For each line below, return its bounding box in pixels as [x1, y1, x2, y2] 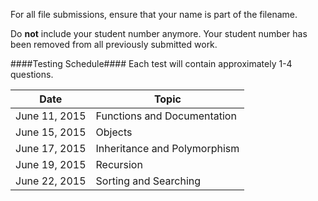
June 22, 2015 [15, 174, 87, 188]
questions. [10, 69, 54, 80]
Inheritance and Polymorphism [95, 142, 240, 155]
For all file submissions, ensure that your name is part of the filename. [10, 9, 298, 20]
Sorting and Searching [95, 174, 202, 188]
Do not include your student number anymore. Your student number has [10, 28, 308, 39]
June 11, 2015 [15, 109, 87, 123]
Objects [95, 125, 133, 139]
